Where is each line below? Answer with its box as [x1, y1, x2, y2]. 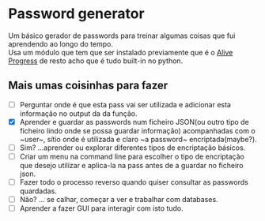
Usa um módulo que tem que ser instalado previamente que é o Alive [8, 47, 233, 57]
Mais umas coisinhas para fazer [8, 79, 168, 92]
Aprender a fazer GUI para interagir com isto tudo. [19, 204, 184, 213]
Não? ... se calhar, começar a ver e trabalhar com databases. [19, 195, 219, 204]
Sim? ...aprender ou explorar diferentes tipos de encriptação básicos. [19, 143, 246, 152]
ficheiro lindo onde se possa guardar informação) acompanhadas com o [19, 125, 256, 135]
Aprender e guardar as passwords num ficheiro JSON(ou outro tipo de [19, 117, 249, 126]
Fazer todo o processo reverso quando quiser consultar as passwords [19, 178, 249, 186]
